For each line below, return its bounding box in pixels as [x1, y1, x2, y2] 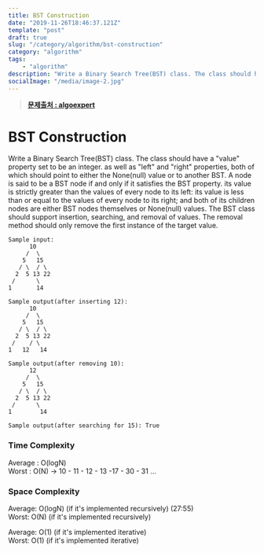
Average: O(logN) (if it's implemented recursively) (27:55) [8, 504, 194, 514]
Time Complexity [8, 440, 75, 451]
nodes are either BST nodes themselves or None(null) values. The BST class [8, 204, 255, 213]
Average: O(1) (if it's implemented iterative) [8, 528, 147, 537]
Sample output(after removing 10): [8, 359, 125, 368]
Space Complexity [8, 485, 80, 496]
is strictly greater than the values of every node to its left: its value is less [8, 187, 244, 197]
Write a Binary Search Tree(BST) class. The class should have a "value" [8, 154, 240, 164]
